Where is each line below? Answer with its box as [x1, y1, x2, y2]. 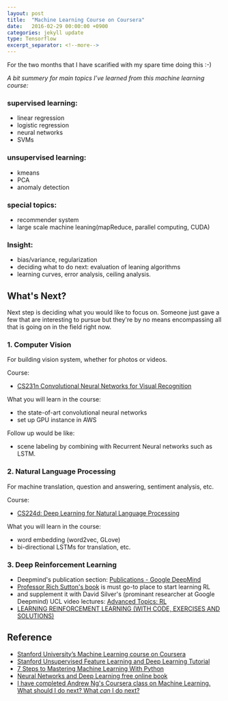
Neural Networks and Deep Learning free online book [16, 672, 168, 680]
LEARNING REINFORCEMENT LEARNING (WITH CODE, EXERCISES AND [16, 604, 220, 613]
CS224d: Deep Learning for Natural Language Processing [16, 508, 180, 517]
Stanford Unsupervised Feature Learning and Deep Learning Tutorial [16, 657, 210, 665]
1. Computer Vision [7, 340, 72, 349]
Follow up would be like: [7, 429, 75, 437]
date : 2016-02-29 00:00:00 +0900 [7, 23, 109, 29]
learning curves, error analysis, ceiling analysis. [16, 270, 152, 278]
